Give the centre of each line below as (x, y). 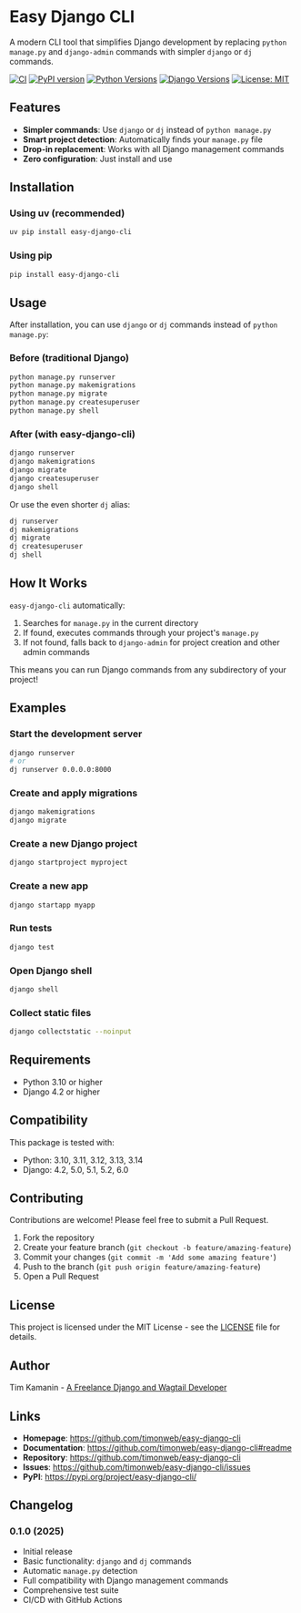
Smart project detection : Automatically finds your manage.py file (143, 139)
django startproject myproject (69, 863)
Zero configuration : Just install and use (97, 159)
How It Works (49, 584)
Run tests (31, 929)
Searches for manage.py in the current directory (110, 622)
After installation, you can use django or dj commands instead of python (144, 324)
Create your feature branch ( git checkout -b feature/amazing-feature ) (157, 1248)
